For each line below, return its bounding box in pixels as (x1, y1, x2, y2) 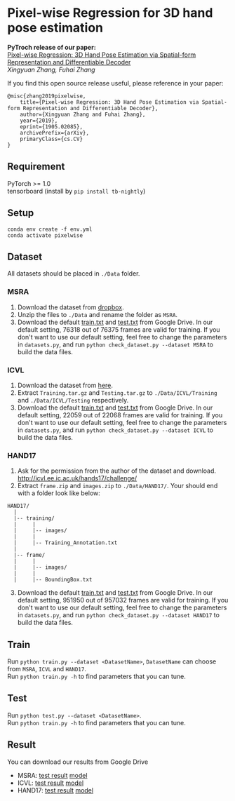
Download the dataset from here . (17, 381, 114, 389)
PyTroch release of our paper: (7, 43, 96, 51)
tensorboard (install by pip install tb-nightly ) (7, 187, 146, 195)
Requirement (7, 161, 65, 173)
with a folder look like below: (17, 489, 100, 497)
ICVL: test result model (17, 779, 84, 787)
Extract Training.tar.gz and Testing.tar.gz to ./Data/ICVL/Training (17, 388, 217, 397)
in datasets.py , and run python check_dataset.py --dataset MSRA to (17, 340, 214, 349)
